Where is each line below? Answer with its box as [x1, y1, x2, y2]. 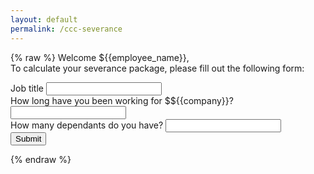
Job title [10, 82, 44, 94]
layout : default [10, 14, 78, 25]
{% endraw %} [10, 153, 72, 165]
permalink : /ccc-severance [10, 24, 123, 34]
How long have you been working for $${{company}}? [10, 94, 234, 106]
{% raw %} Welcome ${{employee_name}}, [10, 51, 190, 63]
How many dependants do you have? [10, 119, 164, 131]
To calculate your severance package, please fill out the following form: [10, 62, 305, 74]
